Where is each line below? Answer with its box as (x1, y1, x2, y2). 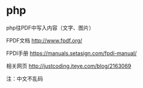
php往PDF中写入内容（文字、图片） (6, 24, 95, 31)
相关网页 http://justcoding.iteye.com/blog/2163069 (6, 62, 132, 69)
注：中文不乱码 (6, 75, 43, 82)
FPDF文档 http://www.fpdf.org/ (6, 37, 83, 44)
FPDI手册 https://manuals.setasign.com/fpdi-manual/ (6, 49, 137, 57)
